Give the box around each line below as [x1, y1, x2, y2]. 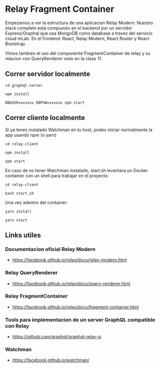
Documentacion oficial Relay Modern [5, 246, 96, 253]
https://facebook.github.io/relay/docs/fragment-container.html [12, 304, 139, 310]
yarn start [5, 218, 28, 222]
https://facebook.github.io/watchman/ [12, 357, 90, 363]
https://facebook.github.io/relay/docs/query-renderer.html [12, 280, 130, 287]
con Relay [5, 322, 30, 329]
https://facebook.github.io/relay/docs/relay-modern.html [12, 257, 127, 263]
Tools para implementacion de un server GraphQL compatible [5, 316, 156, 323]
